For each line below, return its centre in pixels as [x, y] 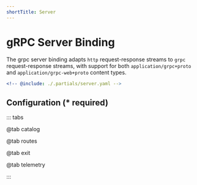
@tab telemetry [26, 165]
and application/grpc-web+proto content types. [66, 72]
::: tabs [15, 118]
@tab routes [22, 141]
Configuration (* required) [58, 103]
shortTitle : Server [31, 12]
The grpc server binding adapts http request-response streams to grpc [96, 59]
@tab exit [18, 153]
